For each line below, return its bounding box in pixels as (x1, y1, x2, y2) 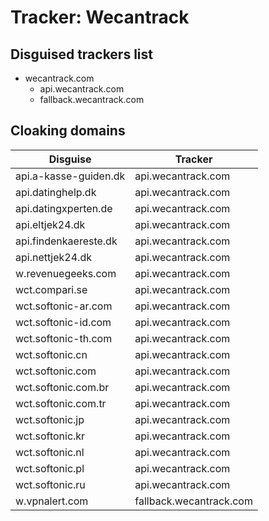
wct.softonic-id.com (15, 315, 112, 329)
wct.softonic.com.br (15, 380, 110, 394)
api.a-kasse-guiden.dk (15, 169, 126, 183)
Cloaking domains (10, 122, 126, 140)
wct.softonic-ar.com (15, 299, 113, 313)
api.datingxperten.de (15, 201, 113, 215)
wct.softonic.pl (15, 461, 85, 475)
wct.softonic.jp (15, 412, 85, 426)
